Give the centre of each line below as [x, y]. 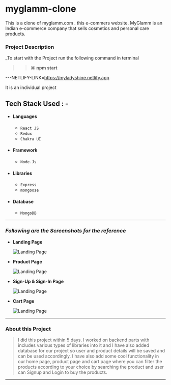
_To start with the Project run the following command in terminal [72, 58]
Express [28, 185]
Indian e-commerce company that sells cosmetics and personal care [77, 28]
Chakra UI [31, 139]
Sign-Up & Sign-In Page [38, 281]
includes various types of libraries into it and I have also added [83, 345]
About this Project [28, 329]
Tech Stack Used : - [37, 103]
